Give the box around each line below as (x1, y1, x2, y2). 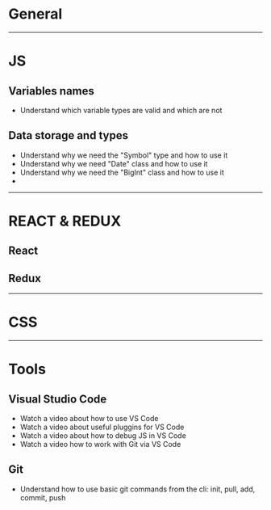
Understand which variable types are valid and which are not (19, 105, 223, 115)
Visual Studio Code (8, 392, 107, 406)
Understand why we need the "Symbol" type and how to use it (19, 150, 228, 160)
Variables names (8, 84, 95, 98)
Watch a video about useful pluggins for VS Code (19, 422, 185, 432)
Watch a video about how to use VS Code (19, 414, 159, 424)
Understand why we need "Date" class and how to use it (19, 158, 208, 168)
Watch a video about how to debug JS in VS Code (19, 431, 187, 440)
